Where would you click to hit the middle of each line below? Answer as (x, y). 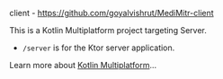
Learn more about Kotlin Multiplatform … (83, 65)
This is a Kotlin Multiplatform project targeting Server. (108, 30)
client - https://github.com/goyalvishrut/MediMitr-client (111, 13)
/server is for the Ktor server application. (98, 48)
